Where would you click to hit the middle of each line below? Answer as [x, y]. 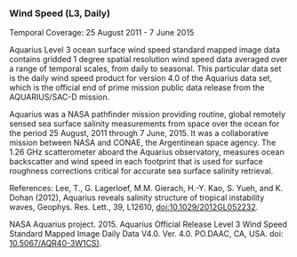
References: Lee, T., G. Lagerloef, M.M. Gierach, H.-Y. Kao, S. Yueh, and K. [146, 189]
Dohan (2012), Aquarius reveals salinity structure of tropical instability [137, 197]
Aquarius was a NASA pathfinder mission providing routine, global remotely [148, 115]
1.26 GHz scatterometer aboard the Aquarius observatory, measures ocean [147, 152]
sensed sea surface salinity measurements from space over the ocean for [144, 124]
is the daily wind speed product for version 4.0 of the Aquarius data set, [141, 78]
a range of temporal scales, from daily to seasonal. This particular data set [145, 68]
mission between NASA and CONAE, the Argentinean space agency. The [143, 143]
